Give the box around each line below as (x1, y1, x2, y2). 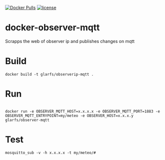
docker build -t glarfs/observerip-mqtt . (5, 72, 94, 77)
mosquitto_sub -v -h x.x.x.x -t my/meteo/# (5, 150, 96, 155)
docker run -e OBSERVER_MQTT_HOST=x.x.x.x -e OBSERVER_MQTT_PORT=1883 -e (5, 109, 161, 114)
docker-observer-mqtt (5, 22, 100, 33)
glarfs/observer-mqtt (5, 118, 50, 122)
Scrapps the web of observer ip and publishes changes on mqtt (5, 38, 135, 44)
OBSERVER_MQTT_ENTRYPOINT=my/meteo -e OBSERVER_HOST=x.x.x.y (5, 113, 134, 118)
